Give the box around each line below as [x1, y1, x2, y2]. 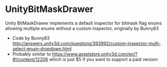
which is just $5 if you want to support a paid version [49, 56, 158, 62]
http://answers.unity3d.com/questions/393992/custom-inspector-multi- [12, 40, 161, 46]
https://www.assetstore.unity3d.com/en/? [52, 51, 138, 57]
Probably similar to [12, 51, 51, 57]
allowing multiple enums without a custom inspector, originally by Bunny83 [5, 25, 159, 31]
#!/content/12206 [12, 56, 48, 62]
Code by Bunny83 [12, 35, 50, 41]
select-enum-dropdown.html [12, 45, 72, 51]
